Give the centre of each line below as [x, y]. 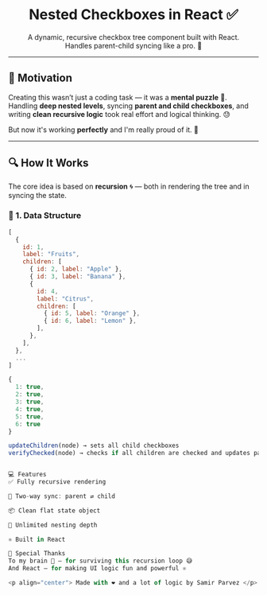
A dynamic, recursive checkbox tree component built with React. [133, 37]
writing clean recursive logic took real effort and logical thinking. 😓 [119, 114]
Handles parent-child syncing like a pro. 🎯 [133, 45]
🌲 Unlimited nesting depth [53, 525]
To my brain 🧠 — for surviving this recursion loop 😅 [101, 561]
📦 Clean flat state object [54, 511]
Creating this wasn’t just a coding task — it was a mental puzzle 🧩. [118, 97]
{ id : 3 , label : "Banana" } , [77, 277]
